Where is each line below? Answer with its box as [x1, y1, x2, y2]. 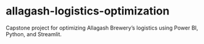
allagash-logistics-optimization [6, 4, 170, 18]
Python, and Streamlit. [6, 30, 62, 37]
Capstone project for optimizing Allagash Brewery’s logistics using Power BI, [6, 24, 198, 31]
